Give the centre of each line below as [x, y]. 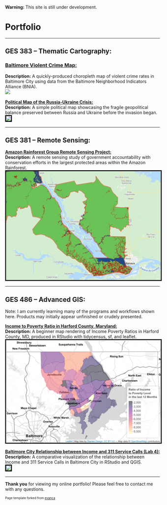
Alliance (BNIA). [21, 86]
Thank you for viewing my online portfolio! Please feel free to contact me [79, 484]
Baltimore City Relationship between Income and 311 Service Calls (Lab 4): [83, 451]
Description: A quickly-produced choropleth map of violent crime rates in [80, 76]
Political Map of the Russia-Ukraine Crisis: [49, 102]
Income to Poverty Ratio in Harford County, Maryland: [61, 326]
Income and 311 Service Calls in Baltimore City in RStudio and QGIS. [74, 462]
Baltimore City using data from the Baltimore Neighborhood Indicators [76, 81]
